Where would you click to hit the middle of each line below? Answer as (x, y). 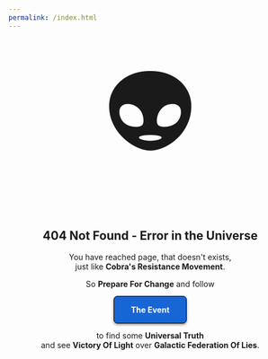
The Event (150, 310)
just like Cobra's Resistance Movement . (150, 267)
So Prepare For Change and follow (150, 285)
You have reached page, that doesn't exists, (150, 258)
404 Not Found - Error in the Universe (150, 236)
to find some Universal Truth (150, 336)
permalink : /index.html (53, 18)
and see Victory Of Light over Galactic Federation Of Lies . (150, 346)
